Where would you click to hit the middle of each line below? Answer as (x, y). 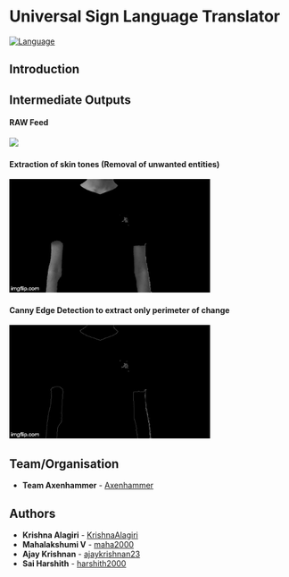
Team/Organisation (64, 464)
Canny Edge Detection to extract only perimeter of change (120, 310)
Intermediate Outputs (70, 100)
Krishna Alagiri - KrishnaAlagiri (80, 535)
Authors (33, 513)
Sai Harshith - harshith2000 (74, 563)
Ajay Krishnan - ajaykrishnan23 (81, 554)
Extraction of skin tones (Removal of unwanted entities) (115, 164)
